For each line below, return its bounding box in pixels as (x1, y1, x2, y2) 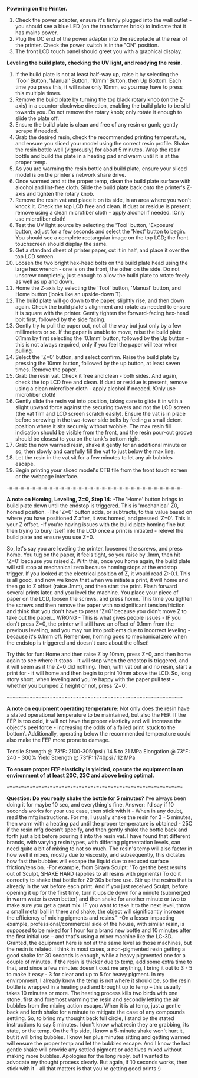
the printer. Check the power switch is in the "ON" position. (15, 41, 159, 48)
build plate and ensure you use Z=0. (6, 533, 94, 540)
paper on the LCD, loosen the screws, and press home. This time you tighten (6, 595, 193, 602)
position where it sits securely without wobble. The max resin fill (15, 423, 171, 429)
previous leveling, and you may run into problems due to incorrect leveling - (6, 627, 190, 633)
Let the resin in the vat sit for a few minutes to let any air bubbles (15, 454, 173, 461)
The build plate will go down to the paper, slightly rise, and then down (15, 297, 184, 304)
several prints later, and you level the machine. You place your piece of (6, 589, 179, 596)
